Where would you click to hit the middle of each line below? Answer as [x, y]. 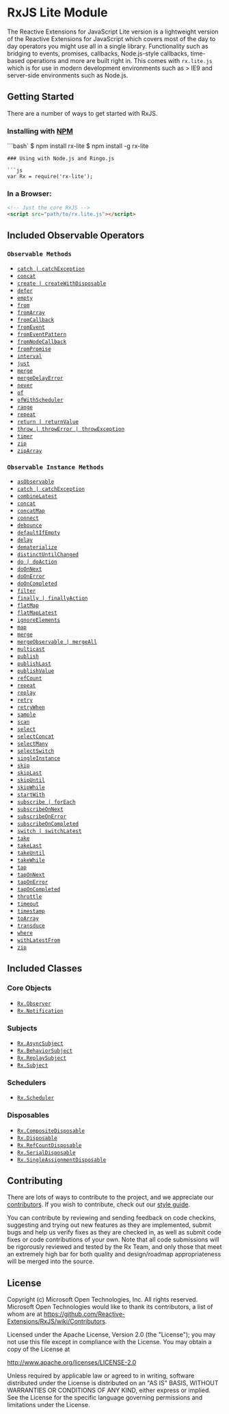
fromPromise [34, 349]
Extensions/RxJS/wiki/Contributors [56, 1322]
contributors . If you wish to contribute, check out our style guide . [98, 1204]
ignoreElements [39, 620]
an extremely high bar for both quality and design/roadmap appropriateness [114, 1254]
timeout [28, 904]
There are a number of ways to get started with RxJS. [82, 113]
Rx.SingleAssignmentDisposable [62, 1160]
